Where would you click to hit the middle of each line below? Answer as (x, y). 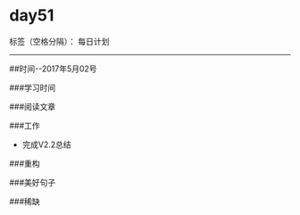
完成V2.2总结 (46, 145)
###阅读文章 (33, 106)
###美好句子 (33, 182)
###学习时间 (33, 87)
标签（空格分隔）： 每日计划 (59, 41)
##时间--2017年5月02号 (53, 69)
